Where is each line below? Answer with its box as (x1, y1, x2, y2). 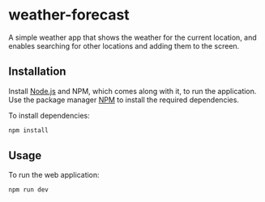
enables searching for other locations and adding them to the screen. (8, 41, 240, 50)
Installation (8, 65, 66, 79)
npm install (8, 126, 49, 135)
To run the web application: (8, 170, 100, 180)
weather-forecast (8, 6, 130, 24)
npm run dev (8, 186, 49, 194)
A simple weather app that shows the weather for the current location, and (8, 32, 257, 42)
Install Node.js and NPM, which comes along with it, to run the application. (8, 86, 257, 96)
